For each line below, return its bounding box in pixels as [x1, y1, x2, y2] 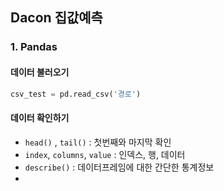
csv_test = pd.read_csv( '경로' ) [10, 89, 142, 99]
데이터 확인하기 [10, 111, 70, 123]
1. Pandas [10, 40, 58, 54]
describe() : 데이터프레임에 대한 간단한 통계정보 [24, 161, 215, 173]
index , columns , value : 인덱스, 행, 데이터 [24, 148, 186, 160]
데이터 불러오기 [10, 66, 70, 78]
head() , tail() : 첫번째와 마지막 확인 [24, 136, 172, 148]
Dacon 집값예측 [10, 9, 103, 27]
